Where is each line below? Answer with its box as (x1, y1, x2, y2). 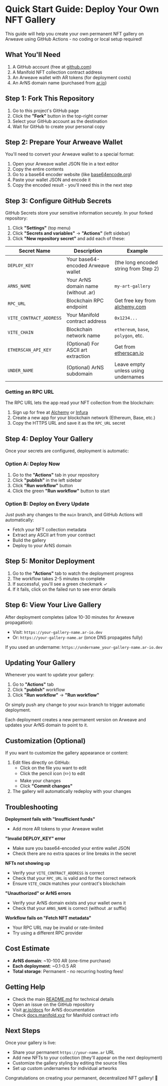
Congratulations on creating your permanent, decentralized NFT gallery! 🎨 (5, 1075, 158, 1081)
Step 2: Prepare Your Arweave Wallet (5, 138, 123, 146)
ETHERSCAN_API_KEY (7, 347, 51, 353)
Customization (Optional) (5, 736, 86, 745)
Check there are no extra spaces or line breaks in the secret (12, 850, 136, 856)
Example (126, 248, 148, 255)
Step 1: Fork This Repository (5, 94, 94, 103)
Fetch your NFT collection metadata (12, 526, 86, 532)
